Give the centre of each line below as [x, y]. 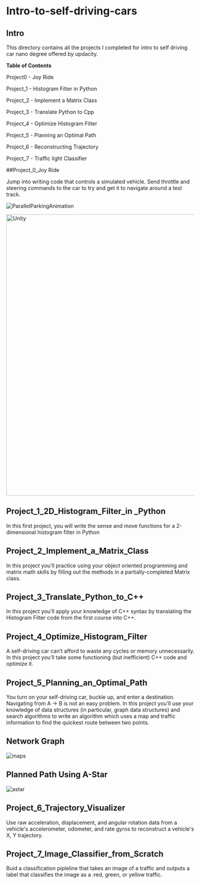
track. [13, 194]
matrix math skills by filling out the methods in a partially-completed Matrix [98, 572]
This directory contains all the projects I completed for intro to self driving [97, 47]
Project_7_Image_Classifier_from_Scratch [85, 854]
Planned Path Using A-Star [57, 775]
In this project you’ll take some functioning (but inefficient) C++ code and [97, 657]
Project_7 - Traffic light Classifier [47, 158]
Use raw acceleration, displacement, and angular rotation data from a [92, 822]
